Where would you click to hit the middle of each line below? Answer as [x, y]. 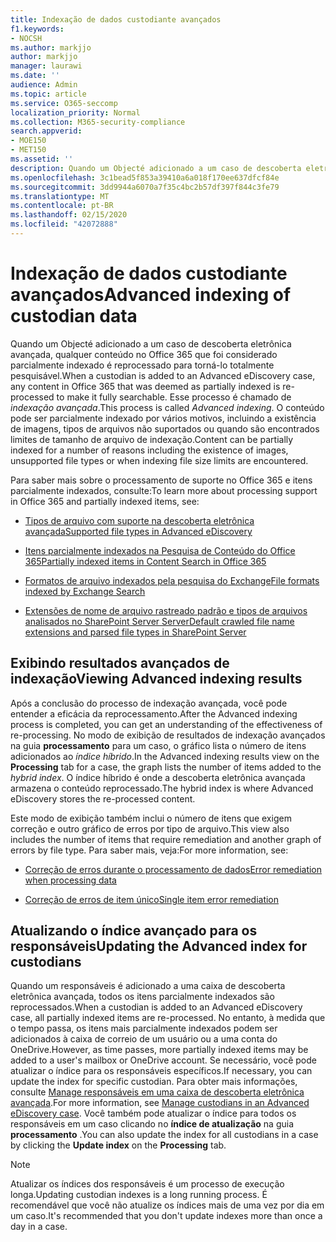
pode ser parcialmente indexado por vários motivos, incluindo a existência [163, 418]
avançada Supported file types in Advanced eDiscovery [138, 531]
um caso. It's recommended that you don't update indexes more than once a [166, 1216]
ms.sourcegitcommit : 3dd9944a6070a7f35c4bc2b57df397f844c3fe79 [145, 187]
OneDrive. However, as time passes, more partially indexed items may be [159, 1050]
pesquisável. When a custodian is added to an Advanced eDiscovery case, [163, 375]
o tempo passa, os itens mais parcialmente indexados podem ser [144, 1028]
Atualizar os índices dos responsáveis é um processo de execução [147, 1184]
